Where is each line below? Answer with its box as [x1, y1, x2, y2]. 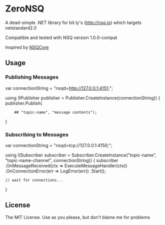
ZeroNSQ [5, 3, 44, 14]
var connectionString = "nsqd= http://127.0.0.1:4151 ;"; [5, 85, 113, 91]
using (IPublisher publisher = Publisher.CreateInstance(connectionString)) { [5, 94, 160, 100]
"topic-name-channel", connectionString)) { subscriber [5, 157, 118, 163]
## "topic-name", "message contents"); [14, 109, 97, 115]
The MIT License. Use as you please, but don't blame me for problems [5, 214, 150, 220]
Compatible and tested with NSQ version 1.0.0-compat [5, 34, 117, 40]
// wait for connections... [5, 177, 64, 182]
